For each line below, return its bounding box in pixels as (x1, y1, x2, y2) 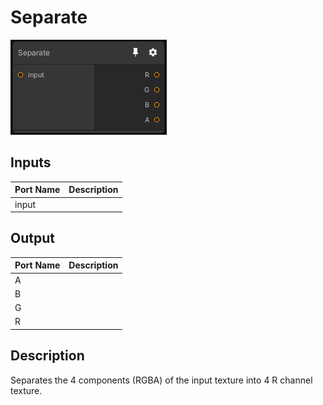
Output (10, 230, 55, 247)
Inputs (10, 154, 52, 171)
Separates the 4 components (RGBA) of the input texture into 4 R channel (10, 374, 313, 386)
